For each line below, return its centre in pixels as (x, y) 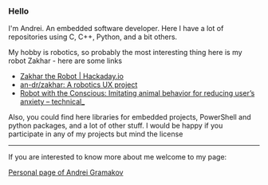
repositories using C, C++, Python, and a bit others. (93, 37)
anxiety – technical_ (52, 102)
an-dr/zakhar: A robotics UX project (79, 85)
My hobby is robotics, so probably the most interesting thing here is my (125, 53)
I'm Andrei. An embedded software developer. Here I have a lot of (116, 29)
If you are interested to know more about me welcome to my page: (118, 157)
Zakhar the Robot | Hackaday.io (71, 77)
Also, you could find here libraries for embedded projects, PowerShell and (130, 117)
